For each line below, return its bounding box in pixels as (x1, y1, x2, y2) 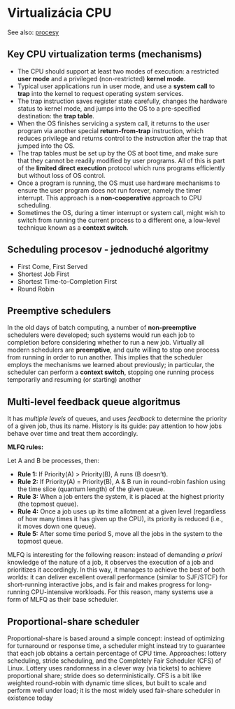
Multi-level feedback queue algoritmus (7, 396, 180, 408)
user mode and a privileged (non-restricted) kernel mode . (17, 74, 186, 83)
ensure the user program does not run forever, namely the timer (17, 186, 201, 194)
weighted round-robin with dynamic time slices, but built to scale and (7, 679, 207, 687)
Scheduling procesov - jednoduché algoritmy (7, 244, 209, 256)
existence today (7, 694, 54, 702)
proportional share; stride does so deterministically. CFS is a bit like (7, 671, 201, 680)
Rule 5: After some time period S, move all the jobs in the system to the (17, 530, 222, 538)
